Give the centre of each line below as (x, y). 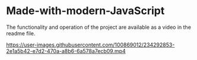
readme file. (21, 33)
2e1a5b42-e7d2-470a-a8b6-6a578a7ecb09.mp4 (66, 51)
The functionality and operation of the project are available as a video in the (99, 27)
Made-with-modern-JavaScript (85, 11)
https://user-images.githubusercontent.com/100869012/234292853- (90, 45)
